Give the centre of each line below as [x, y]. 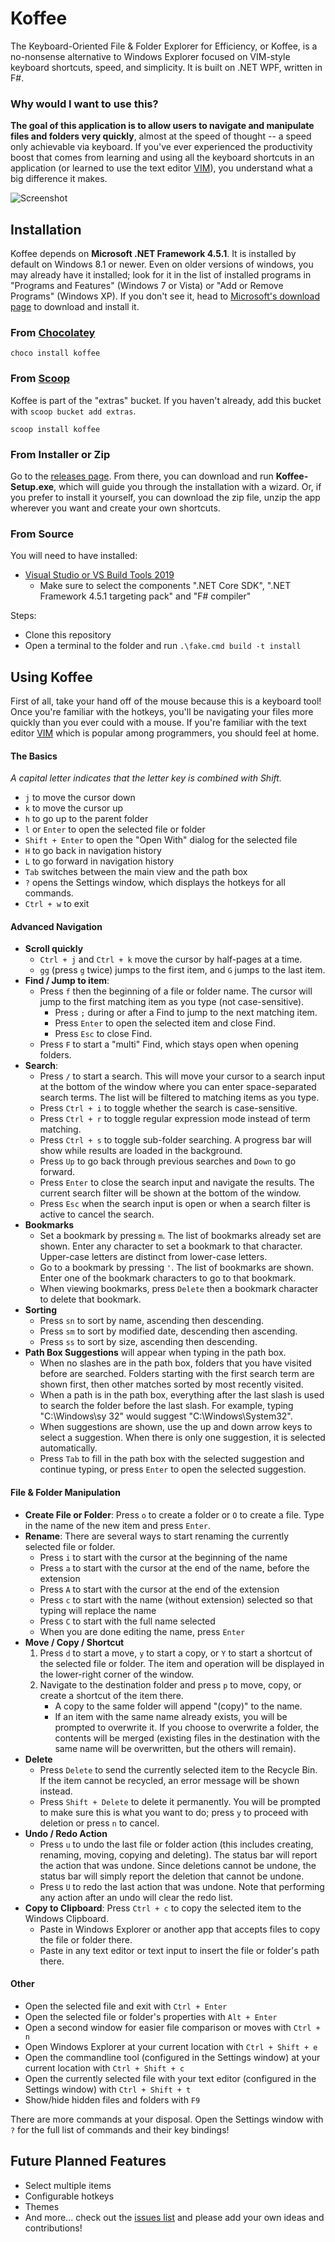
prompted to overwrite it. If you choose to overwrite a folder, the [187, 1727]
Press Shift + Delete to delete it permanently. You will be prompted [180, 1801]
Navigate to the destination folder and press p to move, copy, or [170, 1684]
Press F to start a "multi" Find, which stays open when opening [169, 1044]
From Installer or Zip [60, 454]
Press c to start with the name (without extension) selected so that [176, 1599]
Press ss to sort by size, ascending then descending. [148, 1342]
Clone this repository [68, 635]
